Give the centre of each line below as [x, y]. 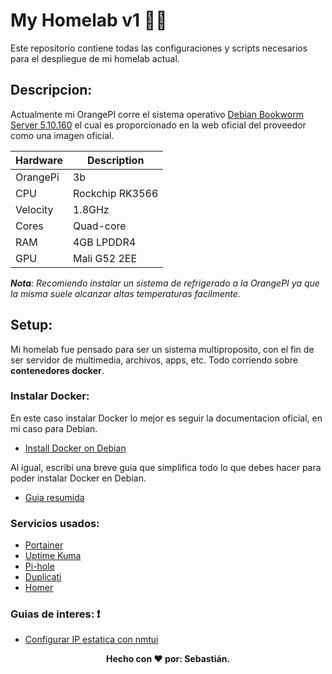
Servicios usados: [55, 523]
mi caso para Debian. [54, 428]
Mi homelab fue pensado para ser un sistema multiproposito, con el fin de [162, 349]
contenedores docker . [57, 370]
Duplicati [43, 577]
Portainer [44, 545]
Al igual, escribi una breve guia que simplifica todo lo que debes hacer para [166, 467]
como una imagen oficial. [62, 135]
